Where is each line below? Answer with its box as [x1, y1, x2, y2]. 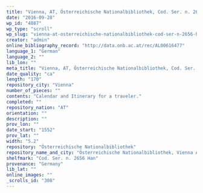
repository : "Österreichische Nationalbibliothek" [6, 143, 137, 150]
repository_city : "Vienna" [6, 82, 74, 88]
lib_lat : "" [6, 166, 36, 172]
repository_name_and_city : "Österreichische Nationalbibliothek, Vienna [6, 149, 193, 155]
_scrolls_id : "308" [6, 178, 56, 184]
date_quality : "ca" [6, 71, 56, 77]
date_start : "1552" [6, 127, 56, 133]
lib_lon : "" [6, 59, 36, 65]
